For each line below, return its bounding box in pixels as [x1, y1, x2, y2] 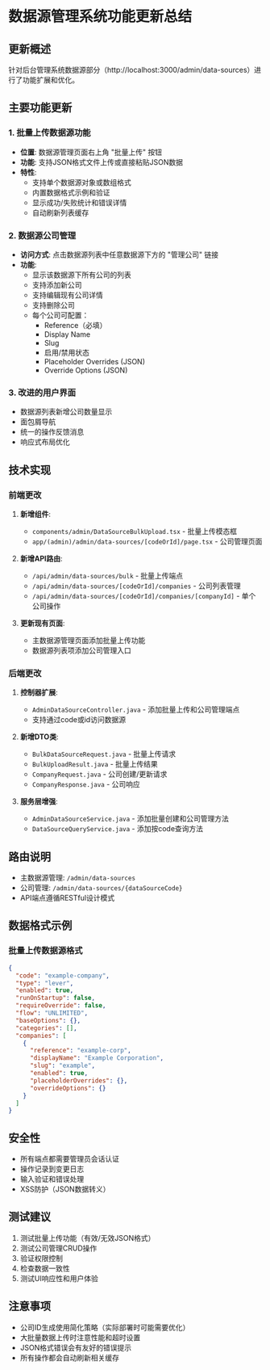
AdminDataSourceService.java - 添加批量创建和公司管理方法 [31, 813, 230, 824]
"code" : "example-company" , [15, 971, 110, 980]
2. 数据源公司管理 [8, 229, 77, 241]
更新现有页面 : [19, 618, 65, 628]
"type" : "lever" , [15, 979, 74, 987]
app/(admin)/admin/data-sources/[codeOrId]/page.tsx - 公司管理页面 [31, 536, 263, 546]
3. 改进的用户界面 [8, 387, 77, 398]
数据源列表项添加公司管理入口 [31, 645, 131, 655]
